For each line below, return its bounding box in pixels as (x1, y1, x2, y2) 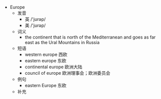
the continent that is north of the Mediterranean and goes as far (24, 34, 156, 40)
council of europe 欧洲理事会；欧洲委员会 (24, 70, 111, 76)
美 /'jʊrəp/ (24, 22, 46, 28)
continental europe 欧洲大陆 (24, 64, 83, 70)
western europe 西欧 (24, 51, 67, 57)
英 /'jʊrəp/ (24, 16, 46, 22)
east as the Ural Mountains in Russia (24, 40, 100, 45)
